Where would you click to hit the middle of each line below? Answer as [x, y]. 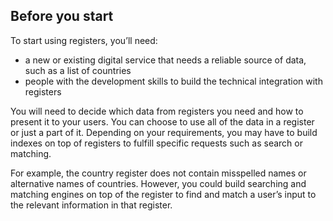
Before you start [62, 16]
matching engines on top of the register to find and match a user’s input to [163, 194]
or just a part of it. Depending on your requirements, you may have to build [164, 132]
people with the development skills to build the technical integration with [173, 81]
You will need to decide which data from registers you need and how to [157, 111]
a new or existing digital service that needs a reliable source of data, [165, 60]
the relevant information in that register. [91, 205]
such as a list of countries [78, 70]
